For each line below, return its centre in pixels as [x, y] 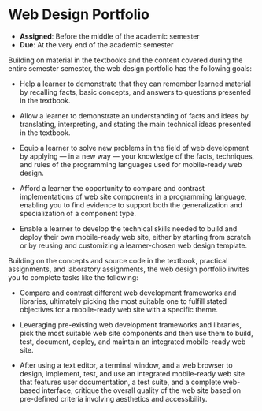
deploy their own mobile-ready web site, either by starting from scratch [135, 237]
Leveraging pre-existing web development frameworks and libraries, [131, 324]
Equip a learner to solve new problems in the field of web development [134, 148]
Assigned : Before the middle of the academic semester [110, 36]
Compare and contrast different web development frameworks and [128, 293]
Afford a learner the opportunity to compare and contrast [112, 188]
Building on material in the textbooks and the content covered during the [125, 60]
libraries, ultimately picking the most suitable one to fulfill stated [123, 301]
